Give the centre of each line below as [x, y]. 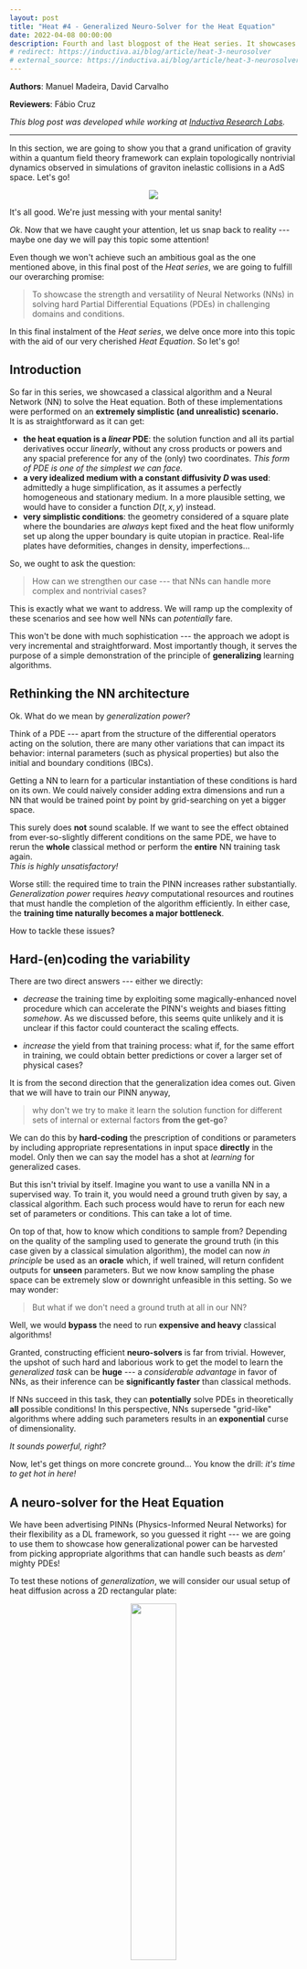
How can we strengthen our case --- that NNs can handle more [151, 580]
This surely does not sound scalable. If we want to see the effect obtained [149, 827]
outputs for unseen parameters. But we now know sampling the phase [142, 1271]
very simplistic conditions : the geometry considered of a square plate [156, 516]
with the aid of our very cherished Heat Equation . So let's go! [125, 341]
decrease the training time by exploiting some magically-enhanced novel [159, 999]
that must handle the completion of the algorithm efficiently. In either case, [150, 903]
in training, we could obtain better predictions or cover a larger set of [153, 1056]
